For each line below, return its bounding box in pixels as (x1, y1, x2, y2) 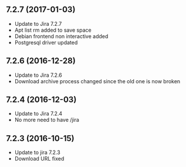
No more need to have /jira (14, 117, 79, 124)
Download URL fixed (14, 155, 65, 162)
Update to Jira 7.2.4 (14, 110, 63, 117)
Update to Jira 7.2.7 (14, 20, 62, 27)
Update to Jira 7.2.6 (14, 71, 63, 79)
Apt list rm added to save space (14, 26, 92, 33)
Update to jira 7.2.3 (14, 149, 60, 156)
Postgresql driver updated (14, 39, 78, 46)
